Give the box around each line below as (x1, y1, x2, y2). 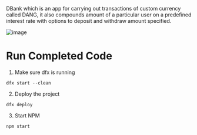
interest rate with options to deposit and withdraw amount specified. (6, 18, 172, 24)
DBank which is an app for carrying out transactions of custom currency (6, 5, 181, 12)
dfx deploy (6, 102, 33, 107)
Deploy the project (14, 90, 60, 97)
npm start (6, 123, 31, 129)
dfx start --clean (6, 80, 51, 86)
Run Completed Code (6, 49, 113, 63)
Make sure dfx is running (14, 69, 75, 76)
